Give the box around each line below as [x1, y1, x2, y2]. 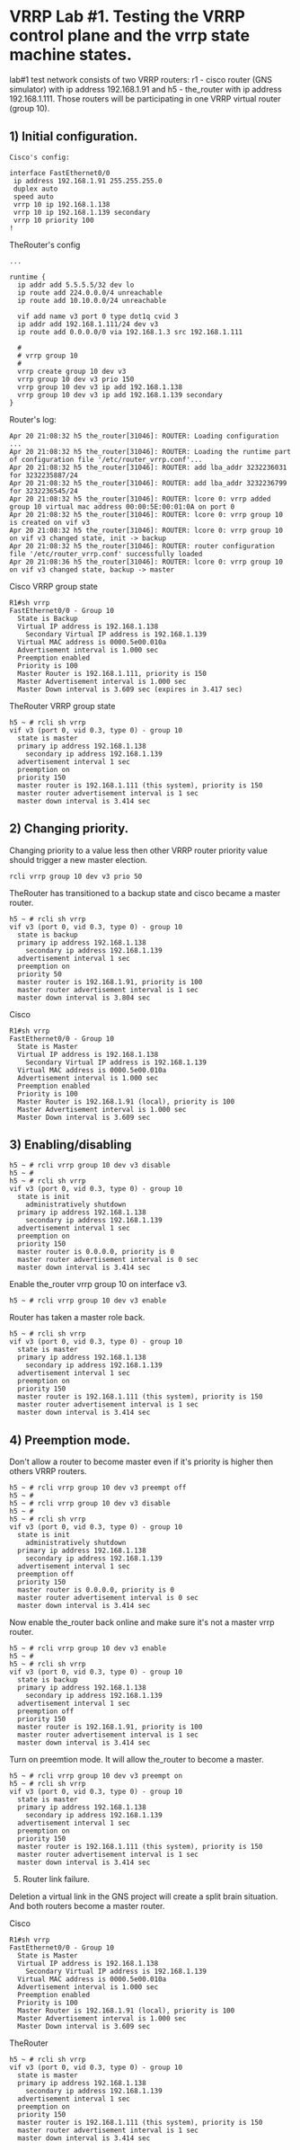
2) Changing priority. [9, 821, 129, 837]
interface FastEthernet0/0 [9, 168, 110, 177]
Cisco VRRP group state [9, 581, 99, 591]
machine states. [9, 45, 133, 65]
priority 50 [17, 969, 63, 979]
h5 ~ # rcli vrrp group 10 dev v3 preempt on [9, 1772, 182, 1781]
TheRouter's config [9, 239, 81, 250]
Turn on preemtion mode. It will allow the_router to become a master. [9, 1755, 264, 1765]
